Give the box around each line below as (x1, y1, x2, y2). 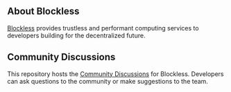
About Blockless (7, 6, 80, 17)
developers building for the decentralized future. (7, 31, 146, 39)
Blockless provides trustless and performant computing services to (7, 24, 199, 32)
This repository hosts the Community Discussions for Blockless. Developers (7, 69, 224, 78)
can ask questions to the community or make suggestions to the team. (7, 77, 208, 85)
